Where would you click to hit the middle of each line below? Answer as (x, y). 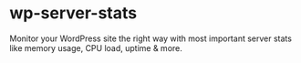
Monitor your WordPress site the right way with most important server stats (150, 38)
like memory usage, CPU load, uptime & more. (96, 47)
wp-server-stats (73, 13)
